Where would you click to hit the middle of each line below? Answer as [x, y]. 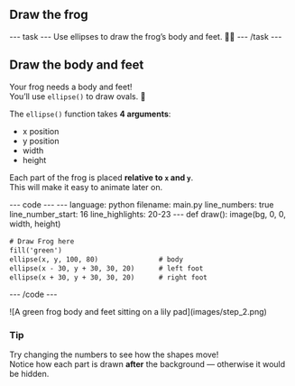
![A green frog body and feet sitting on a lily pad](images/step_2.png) [138, 311]
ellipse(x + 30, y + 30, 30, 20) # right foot [108, 277]
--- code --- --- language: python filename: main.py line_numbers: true [142, 204]
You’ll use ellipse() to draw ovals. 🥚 [78, 96]
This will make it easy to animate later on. [86, 187]
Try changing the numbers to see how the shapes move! [114, 354]
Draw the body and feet [77, 65]
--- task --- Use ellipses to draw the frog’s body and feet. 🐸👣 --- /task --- [146, 36]
